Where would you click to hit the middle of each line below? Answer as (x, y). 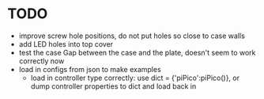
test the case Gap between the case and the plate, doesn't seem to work (137, 52)
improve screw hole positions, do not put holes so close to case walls (132, 36)
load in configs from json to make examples (90, 69)
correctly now (41, 61)
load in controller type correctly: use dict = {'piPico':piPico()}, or (135, 78)
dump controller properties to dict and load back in (113, 86)
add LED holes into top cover (66, 44)
